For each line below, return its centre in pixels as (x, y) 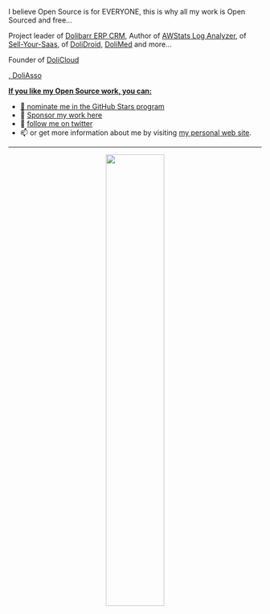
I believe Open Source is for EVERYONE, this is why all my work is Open (127, 12)
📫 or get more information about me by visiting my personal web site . (135, 133)
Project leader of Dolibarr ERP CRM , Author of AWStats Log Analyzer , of (127, 36)
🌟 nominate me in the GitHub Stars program (92, 106)
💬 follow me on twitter (56, 123)
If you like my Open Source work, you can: (80, 91)
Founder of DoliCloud (44, 60)
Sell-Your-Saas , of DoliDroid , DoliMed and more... (90, 44)
